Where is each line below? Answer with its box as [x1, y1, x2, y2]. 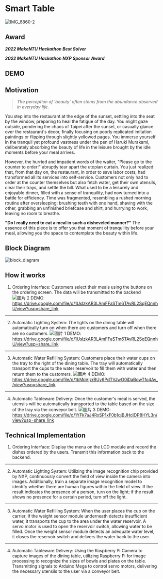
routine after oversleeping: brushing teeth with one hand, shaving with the [5, 200, 153, 206]
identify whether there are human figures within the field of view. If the [12, 484, 153, 490]
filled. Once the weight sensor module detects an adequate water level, [12, 529, 155, 534]
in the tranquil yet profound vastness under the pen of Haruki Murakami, [5, 139, 149, 145]
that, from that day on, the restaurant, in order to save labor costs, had [5, 169, 146, 175]
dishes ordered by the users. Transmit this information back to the [12, 449, 145, 455]
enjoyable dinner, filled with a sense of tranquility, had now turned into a [5, 190, 149, 196]
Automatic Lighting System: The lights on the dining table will [12, 319, 134, 325]
